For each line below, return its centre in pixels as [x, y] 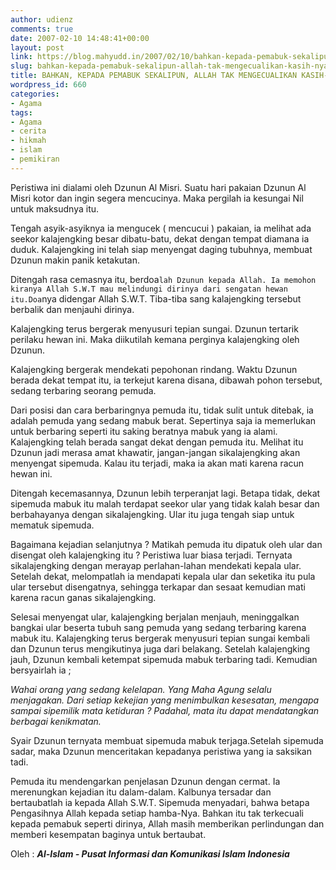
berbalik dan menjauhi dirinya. [72, 309]
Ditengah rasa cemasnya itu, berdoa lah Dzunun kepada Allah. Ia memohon [163, 279]
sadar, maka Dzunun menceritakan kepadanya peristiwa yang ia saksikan [161, 751]
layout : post [37, 47]
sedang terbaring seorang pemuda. [83, 390]
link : [21, 57]
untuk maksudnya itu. [55, 208]
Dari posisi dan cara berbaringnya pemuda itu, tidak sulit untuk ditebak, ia [162, 410]
